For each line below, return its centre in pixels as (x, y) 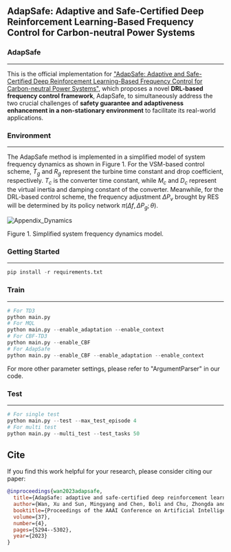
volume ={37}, (32, 517)
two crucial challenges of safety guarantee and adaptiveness (96, 103)
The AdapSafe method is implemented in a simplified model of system (107, 157)
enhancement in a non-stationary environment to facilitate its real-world (112, 110)
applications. (25, 118)
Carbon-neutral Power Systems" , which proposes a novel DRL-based (106, 88)
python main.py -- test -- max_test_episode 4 (72, 421)
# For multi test (32, 427)
